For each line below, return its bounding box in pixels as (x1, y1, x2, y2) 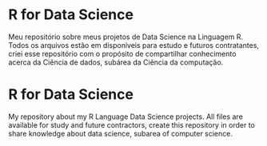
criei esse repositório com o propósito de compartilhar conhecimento (8, 49, 237, 58)
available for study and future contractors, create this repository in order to (8, 120, 256, 129)
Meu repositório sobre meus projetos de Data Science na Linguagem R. (8, 32, 244, 41)
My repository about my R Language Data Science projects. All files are (8, 112, 244, 121)
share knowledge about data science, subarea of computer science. (8, 128, 233, 138)
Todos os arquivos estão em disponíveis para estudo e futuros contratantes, (8, 40, 260, 49)
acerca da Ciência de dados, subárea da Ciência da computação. (8, 57, 224, 67)
